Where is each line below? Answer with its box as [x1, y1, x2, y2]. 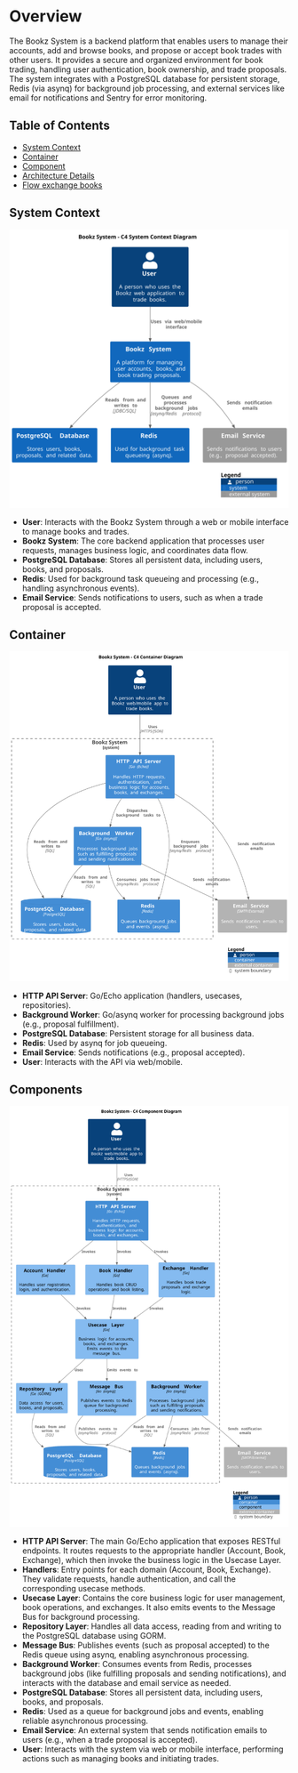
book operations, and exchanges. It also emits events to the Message [21, 1602, 277, 1613]
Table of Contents [9, 118, 111, 133]
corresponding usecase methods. [21, 1584, 146, 1594]
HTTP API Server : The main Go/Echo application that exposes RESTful [21, 1536, 281, 1547]
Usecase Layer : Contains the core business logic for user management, [21, 1592, 286, 1603]
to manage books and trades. [21, 526, 130, 536]
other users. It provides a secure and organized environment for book [9, 54, 263, 65]
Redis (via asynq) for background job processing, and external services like [9, 83, 286, 93]
